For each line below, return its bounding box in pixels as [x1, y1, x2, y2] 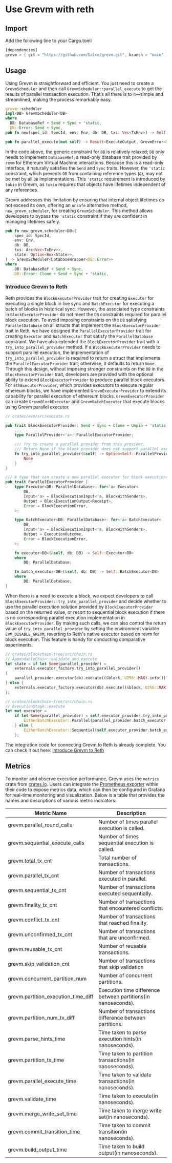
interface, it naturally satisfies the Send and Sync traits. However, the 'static [5, 165, 165, 171]
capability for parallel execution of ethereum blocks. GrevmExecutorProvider [5, 393, 165, 399]
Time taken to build [98, 1143, 145, 1150]
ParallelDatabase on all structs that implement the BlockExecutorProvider [5, 322, 161, 328]
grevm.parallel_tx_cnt [8, 872, 59, 879]
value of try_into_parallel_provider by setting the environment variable [5, 625, 159, 631]
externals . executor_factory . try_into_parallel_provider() [14, 666, 141, 671]
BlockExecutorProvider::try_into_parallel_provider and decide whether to [5, 598, 167, 604]
